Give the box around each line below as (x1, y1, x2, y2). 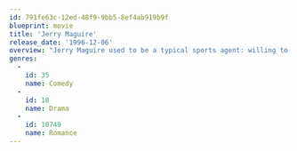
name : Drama (25, 104, 69, 113)
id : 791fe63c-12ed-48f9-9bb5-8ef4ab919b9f (9, 12, 169, 22)
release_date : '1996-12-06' (9, 37, 114, 47)
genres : (9, 54, 38, 63)
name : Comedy (25, 79, 74, 88)
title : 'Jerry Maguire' (9, 29, 98, 38)
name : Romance (25, 129, 77, 138)
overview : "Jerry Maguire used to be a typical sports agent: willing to (9, 46, 289, 55)
